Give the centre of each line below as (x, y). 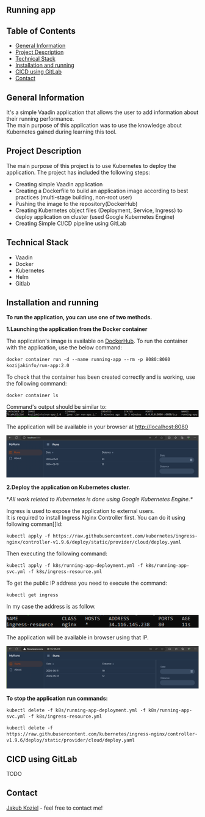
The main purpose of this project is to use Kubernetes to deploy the (91, 165)
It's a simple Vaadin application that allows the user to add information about (103, 112)
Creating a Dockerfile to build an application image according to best (102, 191)
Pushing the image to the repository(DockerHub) (76, 203)
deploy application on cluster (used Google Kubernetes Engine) (95, 216)
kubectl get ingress (33, 595)
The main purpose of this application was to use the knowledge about (94, 126)
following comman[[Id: (34, 524)
